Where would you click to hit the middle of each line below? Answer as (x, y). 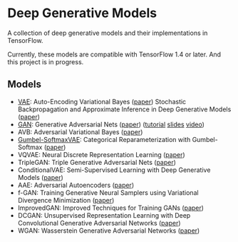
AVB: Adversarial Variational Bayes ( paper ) (80, 132)
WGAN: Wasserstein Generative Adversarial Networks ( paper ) (109, 231)
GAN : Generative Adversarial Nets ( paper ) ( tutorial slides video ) (111, 124)
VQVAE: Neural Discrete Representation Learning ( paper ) (101, 154)
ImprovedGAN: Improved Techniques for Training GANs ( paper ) (111, 208)
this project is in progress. (46, 61)
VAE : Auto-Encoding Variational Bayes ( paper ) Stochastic (102, 101)
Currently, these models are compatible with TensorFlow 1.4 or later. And (114, 54)
